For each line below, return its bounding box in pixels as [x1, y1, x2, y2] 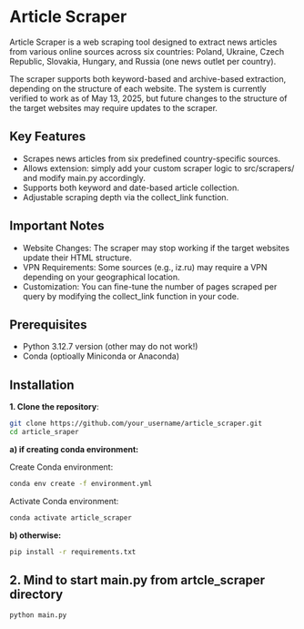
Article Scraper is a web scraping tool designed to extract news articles [9, 36, 278, 47]
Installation [9, 377, 75, 392]
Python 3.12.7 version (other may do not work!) [22, 341, 198, 352]
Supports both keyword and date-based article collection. [22, 182, 239, 193]
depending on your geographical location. [22, 271, 180, 282]
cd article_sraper [9, 428, 79, 437]
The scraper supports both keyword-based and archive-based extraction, [9, 73, 287, 84]
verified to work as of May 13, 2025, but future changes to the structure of [9, 93, 289, 104]
